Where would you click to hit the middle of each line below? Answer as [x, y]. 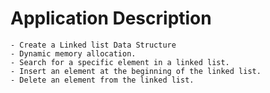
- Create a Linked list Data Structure [93, 45]
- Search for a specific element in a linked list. [120, 62]
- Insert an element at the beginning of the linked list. [136, 71]
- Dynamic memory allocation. [73, 53]
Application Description [111, 18]
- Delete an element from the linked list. [102, 80]
